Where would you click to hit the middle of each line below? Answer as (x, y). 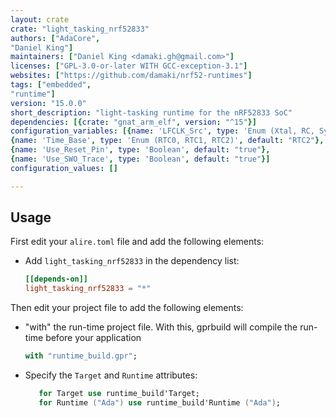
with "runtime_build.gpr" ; (81, 356)
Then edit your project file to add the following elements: (127, 308)
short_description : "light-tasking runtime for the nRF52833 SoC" (151, 112)
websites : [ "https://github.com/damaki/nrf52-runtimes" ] (131, 76)
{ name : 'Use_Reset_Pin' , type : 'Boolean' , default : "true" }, (140, 150)
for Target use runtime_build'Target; (119, 394)
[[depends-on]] (56, 279)
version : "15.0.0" (48, 103)
